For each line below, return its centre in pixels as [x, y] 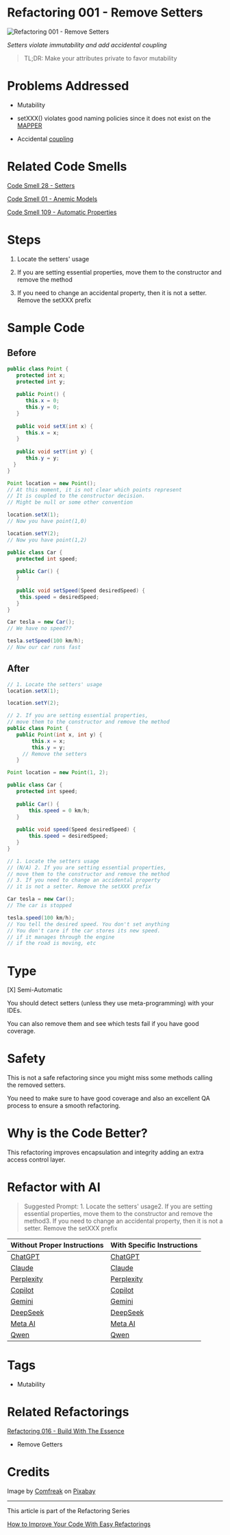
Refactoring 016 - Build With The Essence [66, 1431]
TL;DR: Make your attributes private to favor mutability [100, 58]
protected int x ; [41, 375]
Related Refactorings [68, 1412]
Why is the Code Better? [78, 1133]
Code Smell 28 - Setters [41, 185]
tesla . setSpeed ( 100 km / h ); [46, 641]
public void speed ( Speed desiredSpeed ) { [76, 830]
